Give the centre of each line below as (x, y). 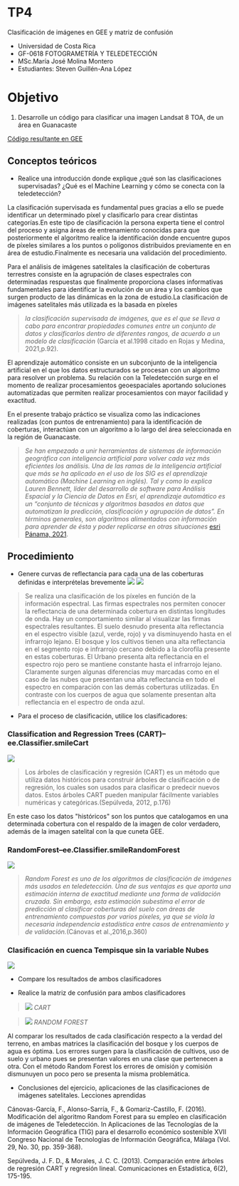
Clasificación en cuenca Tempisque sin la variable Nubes (108, 951)
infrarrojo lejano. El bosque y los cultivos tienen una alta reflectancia (125, 641)
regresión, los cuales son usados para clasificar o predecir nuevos (122, 787)
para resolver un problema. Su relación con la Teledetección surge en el (113, 377)
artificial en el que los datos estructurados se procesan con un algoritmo (114, 370)
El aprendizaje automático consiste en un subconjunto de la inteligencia (112, 362)
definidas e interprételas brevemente (71, 582)
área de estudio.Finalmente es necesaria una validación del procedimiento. (117, 252)
